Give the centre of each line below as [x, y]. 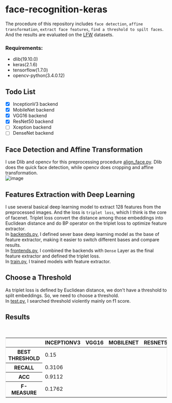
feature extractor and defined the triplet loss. [53, 256]
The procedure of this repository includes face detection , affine [74, 24]
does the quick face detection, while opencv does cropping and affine [80, 168]
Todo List [21, 92]
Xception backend [32, 127]
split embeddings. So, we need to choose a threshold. [62, 295]
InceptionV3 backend [35, 104]
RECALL [24, 368]
